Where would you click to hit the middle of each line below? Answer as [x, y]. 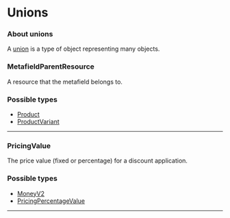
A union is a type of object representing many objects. [84, 49]
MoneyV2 [31, 193]
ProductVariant [38, 122]
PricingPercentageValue [51, 201]
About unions [30, 34]
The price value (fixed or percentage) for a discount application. [98, 161]
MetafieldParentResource [51, 66]
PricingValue [29, 146]
